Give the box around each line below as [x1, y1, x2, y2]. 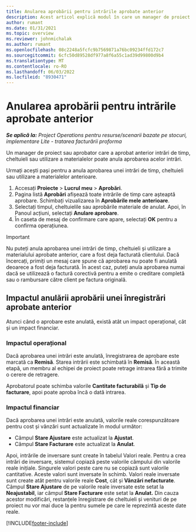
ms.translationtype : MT [6, 58, 65, 64]
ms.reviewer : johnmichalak [6, 36, 72, 42]
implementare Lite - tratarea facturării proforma [6, 138, 122, 145]
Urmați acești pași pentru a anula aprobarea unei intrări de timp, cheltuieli [6, 167, 184, 174]
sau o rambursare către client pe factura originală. [6, 276, 127, 283]
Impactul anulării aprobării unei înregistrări [6, 293, 166, 303]
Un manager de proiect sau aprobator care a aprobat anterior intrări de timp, [6, 149, 191, 157]
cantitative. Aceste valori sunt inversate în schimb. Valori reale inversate [6, 471, 180, 478]
